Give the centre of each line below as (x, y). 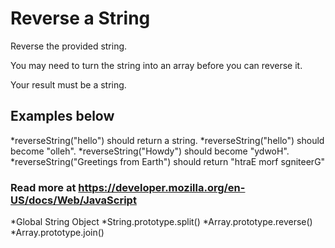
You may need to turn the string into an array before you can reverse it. (156, 65)
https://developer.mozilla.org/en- (162, 187)
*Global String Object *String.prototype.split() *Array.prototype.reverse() (161, 222)
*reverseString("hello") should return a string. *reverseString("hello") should (167, 140)
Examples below (62, 116)
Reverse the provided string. (69, 46)
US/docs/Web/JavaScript (73, 200)
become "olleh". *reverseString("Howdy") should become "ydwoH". (150, 151)
